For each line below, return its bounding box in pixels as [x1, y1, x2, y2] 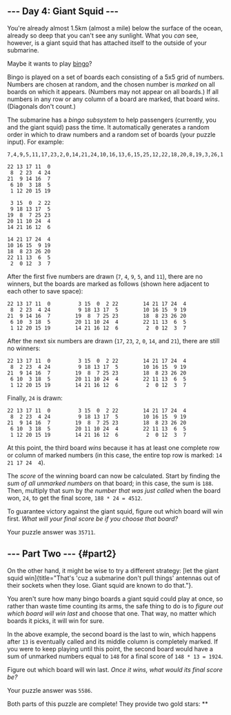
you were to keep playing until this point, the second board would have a [7, 644, 214, 653]
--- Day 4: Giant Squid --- [7, 6, 119, 17]
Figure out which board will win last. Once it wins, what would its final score [7, 665, 223, 673]
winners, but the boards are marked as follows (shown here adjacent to [7, 280, 210, 288]
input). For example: [7, 138, 64, 146]
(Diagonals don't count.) [7, 102, 76, 110]
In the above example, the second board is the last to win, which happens [7, 630, 217, 638]
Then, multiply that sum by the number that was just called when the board [7, 486, 221, 494]
